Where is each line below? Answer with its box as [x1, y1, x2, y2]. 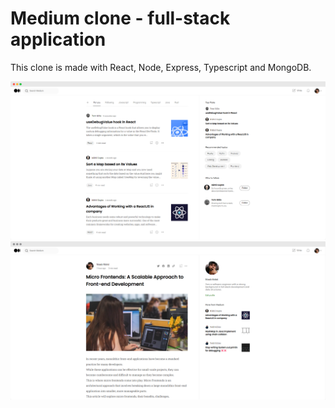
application [10, 28, 107, 51]
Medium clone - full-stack [10, 7, 231, 30]
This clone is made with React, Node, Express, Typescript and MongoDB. [10, 61, 312, 73]
